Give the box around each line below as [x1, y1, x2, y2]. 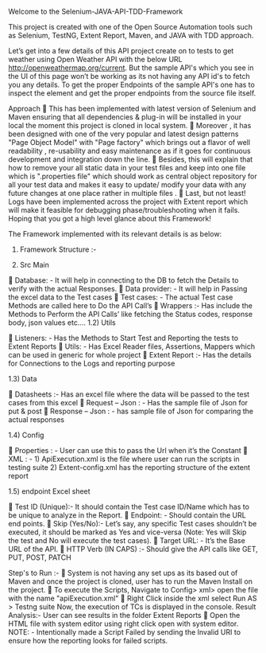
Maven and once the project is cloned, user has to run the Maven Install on [8, 577, 253, 586]
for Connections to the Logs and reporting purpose [8, 358, 175, 368]
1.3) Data [8, 374, 37, 383]
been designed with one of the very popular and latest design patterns [8, 129, 239, 139]
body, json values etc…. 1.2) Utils [8, 318, 117, 327]
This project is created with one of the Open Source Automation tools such [8, 22, 253, 31]
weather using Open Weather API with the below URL [8, 55, 183, 64]
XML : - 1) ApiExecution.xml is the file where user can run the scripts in [8, 454, 240, 463]
